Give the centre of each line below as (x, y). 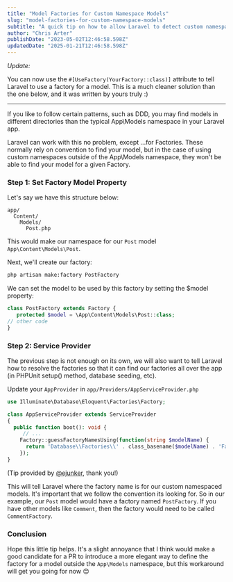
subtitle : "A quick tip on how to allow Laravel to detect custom (105, 26)
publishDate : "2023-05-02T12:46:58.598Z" (68, 40)
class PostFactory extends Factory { (62, 309)
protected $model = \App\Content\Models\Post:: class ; (96, 315)
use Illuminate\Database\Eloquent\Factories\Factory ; (87, 402)
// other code (28, 321)
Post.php (38, 229)
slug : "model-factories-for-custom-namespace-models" (87, 20)
